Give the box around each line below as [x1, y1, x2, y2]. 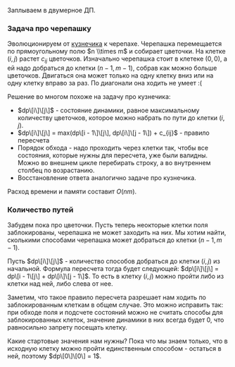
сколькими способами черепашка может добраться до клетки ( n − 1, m [7, 236, 223, 244]
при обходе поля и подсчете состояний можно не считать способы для [7, 308, 223, 317]
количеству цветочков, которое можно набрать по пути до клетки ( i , [17, 114, 225, 122]
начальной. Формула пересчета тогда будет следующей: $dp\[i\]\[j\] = [7, 265, 220, 273]
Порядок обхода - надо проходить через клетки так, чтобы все [17, 144, 209, 152]
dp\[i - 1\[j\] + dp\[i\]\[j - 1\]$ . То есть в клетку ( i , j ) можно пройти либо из [7, 272, 224, 281]
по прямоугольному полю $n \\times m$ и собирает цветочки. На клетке [7, 47, 227, 56]
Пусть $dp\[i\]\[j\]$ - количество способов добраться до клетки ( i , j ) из [7, 257, 220, 265]
